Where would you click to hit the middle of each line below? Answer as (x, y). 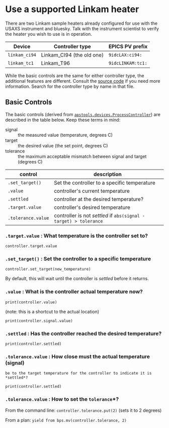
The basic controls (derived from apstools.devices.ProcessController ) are (83, 114)
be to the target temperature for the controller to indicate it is (78, 373)
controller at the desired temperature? (99, 199)
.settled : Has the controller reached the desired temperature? (83, 333)
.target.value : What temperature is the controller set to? (77, 236)
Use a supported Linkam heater (72, 9)
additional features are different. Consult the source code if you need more (83, 81)
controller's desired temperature (92, 207)
